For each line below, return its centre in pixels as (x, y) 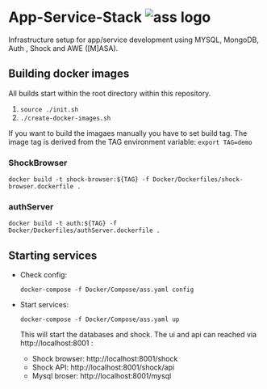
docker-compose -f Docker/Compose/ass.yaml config (107, 290)
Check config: (43, 275)
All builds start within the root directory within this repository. (110, 93)
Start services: (44, 305)
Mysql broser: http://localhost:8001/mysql (102, 376)
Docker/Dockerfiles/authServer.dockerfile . (84, 230)
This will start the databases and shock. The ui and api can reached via (138, 335)
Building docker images (69, 74)
